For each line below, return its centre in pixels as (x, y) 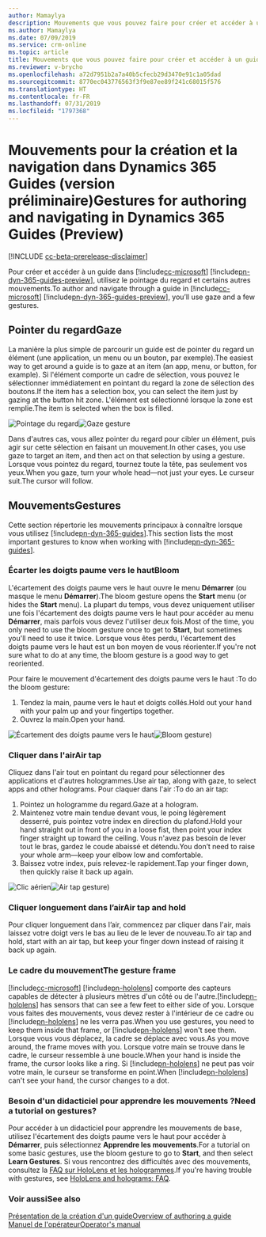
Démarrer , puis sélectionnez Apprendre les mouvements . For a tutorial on (129, 1145)
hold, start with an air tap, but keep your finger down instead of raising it (126, 942)
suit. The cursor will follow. (51, 480)
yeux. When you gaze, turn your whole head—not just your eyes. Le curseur (131, 472)
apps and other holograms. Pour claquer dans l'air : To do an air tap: (118, 789)
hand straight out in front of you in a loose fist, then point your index (131, 830)
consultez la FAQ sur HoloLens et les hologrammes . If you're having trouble (130, 1170)
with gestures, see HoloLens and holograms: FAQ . (89, 1178)
